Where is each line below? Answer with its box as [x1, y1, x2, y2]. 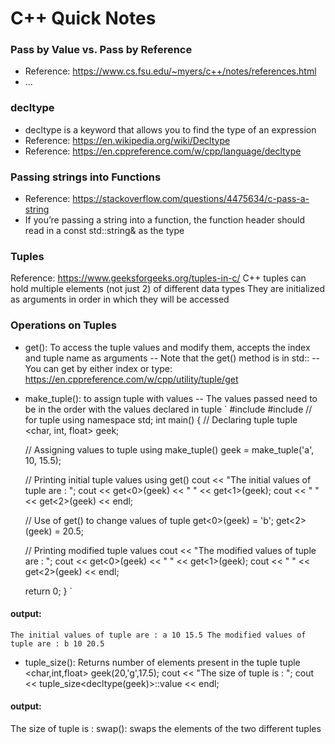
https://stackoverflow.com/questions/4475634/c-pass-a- [72, 193, 310, 205]
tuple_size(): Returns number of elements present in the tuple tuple [24, 656, 301, 668]
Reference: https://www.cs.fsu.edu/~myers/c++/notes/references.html [24, 65, 317, 77]
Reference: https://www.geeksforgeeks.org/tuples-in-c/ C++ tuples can [10, 272, 307, 284]
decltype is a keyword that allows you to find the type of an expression [24, 123, 317, 136]
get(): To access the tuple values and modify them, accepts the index [24, 341, 311, 353]
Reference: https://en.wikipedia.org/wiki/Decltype [24, 134, 231, 146]
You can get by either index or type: [24, 362, 173, 374]
